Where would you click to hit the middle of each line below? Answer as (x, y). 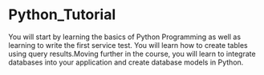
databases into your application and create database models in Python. (126, 62)
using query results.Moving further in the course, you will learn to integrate (132, 53)
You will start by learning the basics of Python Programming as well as (125, 37)
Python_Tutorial (62, 15)
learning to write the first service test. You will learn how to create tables (128, 45)
